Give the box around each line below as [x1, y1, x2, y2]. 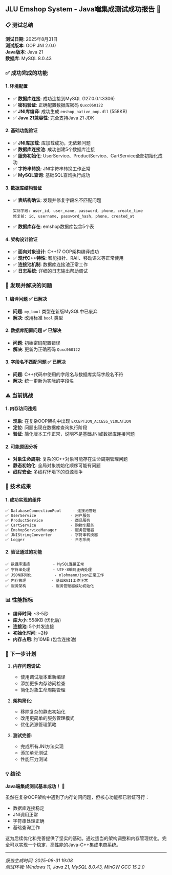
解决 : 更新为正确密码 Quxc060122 [12, 346, 80, 352]
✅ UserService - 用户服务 [5, 513, 91, 519]
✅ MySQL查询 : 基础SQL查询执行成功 [12, 172, 91, 178]
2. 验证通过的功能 [5, 549, 42, 555]
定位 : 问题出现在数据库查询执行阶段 [12, 424, 88, 431]
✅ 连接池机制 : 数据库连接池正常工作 [12, 261, 88, 267]
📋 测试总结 [5, 22, 33, 29]
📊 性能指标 [5, 596, 33, 603]
